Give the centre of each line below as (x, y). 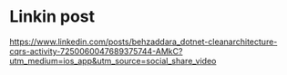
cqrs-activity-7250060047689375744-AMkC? (96, 51)
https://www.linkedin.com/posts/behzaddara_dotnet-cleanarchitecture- (143, 42)
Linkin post (52, 17)
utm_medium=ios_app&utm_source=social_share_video (113, 61)
